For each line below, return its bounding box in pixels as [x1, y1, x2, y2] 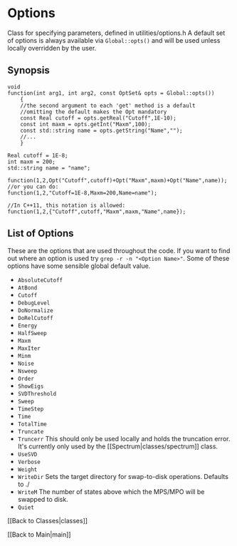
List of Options [7, 227, 74, 239]
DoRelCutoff [17, 314, 53, 321]
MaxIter [17, 344, 41, 352]
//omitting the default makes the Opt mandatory [20, 108, 167, 115]
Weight [17, 465, 38, 473]
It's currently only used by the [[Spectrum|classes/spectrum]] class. [17, 442, 218, 450]
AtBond [17, 284, 38, 292]
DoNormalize [17, 307, 53, 314]
